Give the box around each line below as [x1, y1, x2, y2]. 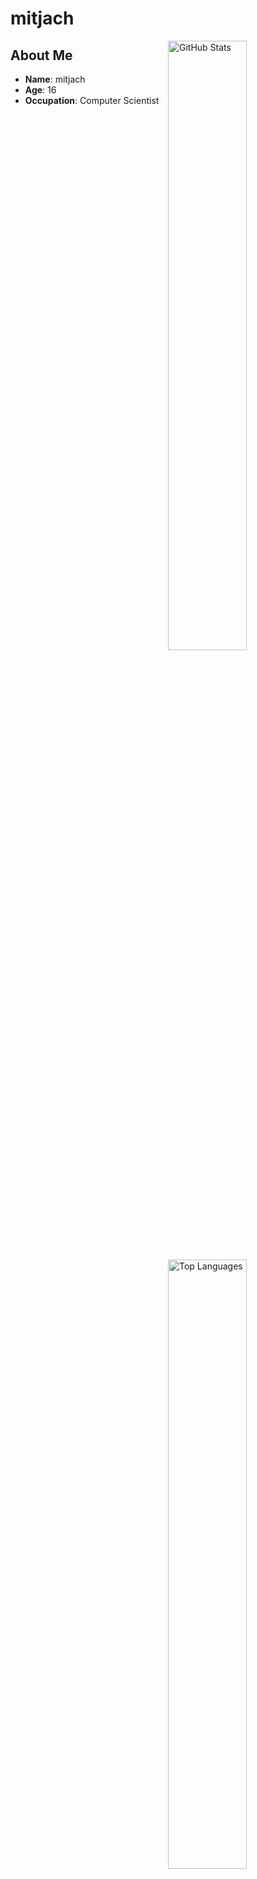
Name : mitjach [24, 73, 86, 85]
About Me [10, 47, 73, 64]
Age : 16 [24, 84, 57, 96]
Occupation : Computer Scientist [24, 95, 160, 106]
